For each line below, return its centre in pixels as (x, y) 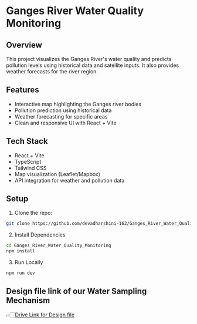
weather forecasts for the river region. (52, 71)
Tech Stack (27, 141)
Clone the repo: (33, 213)
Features (23, 90)
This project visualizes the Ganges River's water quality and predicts (89, 59)
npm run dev (21, 273)
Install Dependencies (40, 235)
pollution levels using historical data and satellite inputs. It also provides (93, 65)
